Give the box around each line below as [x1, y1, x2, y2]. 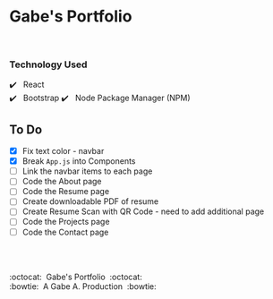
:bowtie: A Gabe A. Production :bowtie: [9, 280, 157, 292]
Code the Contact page [21, 226, 109, 237]
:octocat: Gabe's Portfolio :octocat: [9, 271, 143, 282]
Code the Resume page [21, 186, 110, 197]
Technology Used [9, 58, 88, 71]
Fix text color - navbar [21, 146, 105, 157]
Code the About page [21, 176, 102, 187]
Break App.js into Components [21, 156, 136, 167]
